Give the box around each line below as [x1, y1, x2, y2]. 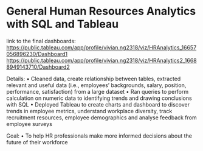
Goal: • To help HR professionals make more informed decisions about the [6, 132, 193, 139]
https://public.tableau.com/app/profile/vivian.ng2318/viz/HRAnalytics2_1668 [6, 57, 198, 64]
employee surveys [6, 120, 53, 127]
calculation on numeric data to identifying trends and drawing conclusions [6, 94, 193, 102]
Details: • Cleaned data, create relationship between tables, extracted [6, 75, 181, 82]
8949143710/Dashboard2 [6, 63, 70, 71]
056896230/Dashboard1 [6, 50, 68, 57]
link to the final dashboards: [6, 37, 76, 44]
